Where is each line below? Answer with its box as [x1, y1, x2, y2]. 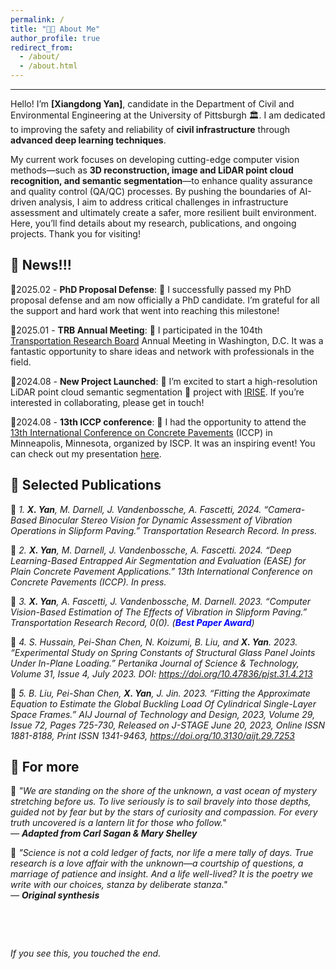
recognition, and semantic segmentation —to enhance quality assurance [10, 175, 313, 186]
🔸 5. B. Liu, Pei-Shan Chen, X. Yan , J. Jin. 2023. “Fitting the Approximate [10, 687, 311, 699]
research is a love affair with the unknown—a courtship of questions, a [10, 857, 304, 870]
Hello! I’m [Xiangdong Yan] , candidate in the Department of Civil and [10, 98, 295, 110]
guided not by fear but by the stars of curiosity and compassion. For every [10, 806, 318, 818]
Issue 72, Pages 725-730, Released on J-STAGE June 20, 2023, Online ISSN [10, 719, 326, 731]
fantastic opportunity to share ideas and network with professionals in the [10, 345, 315, 357]
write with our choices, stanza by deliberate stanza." [10, 879, 228, 891]
